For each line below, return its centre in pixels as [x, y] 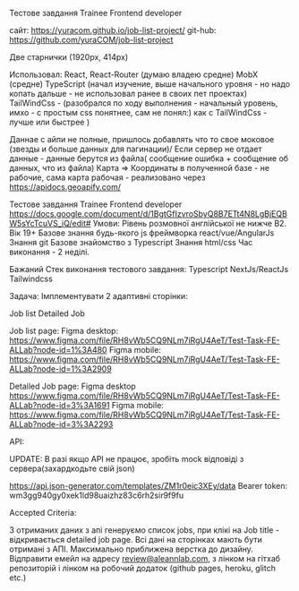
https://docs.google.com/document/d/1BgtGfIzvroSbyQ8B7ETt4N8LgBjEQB [149, 214]
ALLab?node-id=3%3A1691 [60, 405]
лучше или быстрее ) [50, 122]
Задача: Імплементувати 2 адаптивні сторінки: [98, 296]
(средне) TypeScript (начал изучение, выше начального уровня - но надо [150, 84]
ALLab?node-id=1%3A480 [58, 350]
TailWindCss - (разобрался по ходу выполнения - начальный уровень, [144, 103]
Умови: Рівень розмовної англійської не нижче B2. [190, 223]
